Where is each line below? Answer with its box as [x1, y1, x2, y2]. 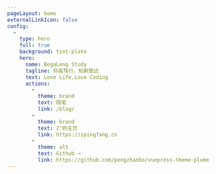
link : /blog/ [37, 105, 75, 112]
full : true [19, 42, 51, 49]
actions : [25, 80, 51, 87]
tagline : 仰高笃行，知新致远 [25, 67, 99, 74]
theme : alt [37, 144, 69, 151]
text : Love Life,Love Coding [25, 73, 109, 81]
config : [7, 23, 29, 29]
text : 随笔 [37, 99, 67, 106]
